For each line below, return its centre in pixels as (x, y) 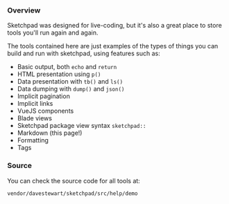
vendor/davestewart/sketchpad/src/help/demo (73, 193)
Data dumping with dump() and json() (71, 89)
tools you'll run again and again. (53, 33)
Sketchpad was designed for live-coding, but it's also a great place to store (114, 26)
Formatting (33, 140)
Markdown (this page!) (50, 133)
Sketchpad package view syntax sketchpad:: (82, 126)
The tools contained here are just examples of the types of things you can (113, 46)
